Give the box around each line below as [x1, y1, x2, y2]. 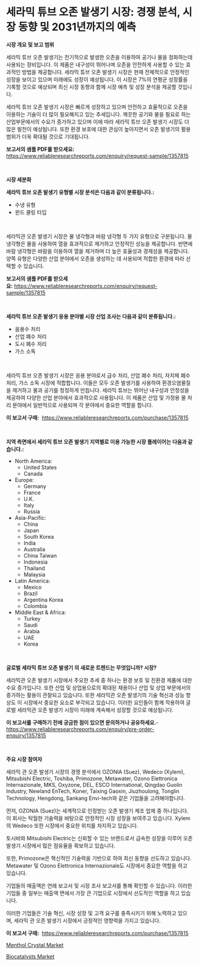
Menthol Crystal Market [6, 941, 64, 948]
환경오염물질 [162, 379, 191, 386]
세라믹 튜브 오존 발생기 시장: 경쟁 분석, [6, 5, 181, 19]
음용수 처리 [14, 325, 41, 332]
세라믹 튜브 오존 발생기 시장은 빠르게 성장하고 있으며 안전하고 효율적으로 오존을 [6, 103, 188, 110]
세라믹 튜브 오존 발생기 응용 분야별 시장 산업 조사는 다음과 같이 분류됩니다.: [6, 313, 176, 320]
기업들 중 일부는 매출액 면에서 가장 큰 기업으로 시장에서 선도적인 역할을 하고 [6, 889, 180, 897]
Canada [23, 470, 43, 477]
